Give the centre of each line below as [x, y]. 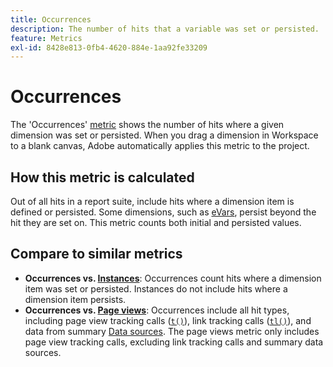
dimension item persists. [75, 299]
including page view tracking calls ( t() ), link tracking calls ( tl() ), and [168, 320]
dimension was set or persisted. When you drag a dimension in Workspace [164, 135]
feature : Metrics [46, 38]
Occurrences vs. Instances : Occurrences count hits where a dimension [173, 278]
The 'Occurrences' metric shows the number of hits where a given [147, 125]
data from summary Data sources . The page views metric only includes [172, 331]
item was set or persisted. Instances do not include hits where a [156, 288]
